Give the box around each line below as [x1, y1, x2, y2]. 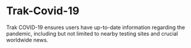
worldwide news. [6, 36, 48, 43]
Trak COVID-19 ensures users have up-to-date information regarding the [6, 24, 186, 31]
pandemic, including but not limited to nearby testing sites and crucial [6, 30, 178, 37]
